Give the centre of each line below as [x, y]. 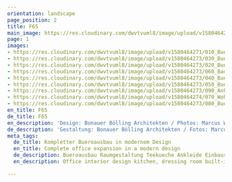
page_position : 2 [32, 20]
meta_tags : [23, 136]
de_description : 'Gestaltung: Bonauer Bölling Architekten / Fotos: [108, 129]
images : [18, 46]
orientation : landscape [41, 13]
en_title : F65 [28, 110]
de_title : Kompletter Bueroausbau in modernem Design [92, 143]
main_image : [24, 33]
